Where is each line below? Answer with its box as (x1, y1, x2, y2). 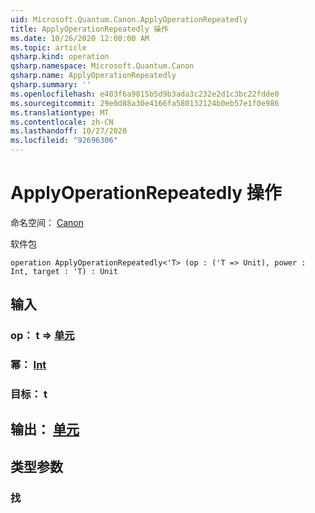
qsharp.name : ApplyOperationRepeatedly (10, 71, 177, 81)
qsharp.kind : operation (10, 52, 110, 62)
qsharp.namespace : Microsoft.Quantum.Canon (10, 61, 195, 71)
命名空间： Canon (10, 216, 84, 228)
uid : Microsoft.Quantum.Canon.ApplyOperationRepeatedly (10, 14, 248, 25)
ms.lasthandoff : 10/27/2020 (10, 126, 128, 136)
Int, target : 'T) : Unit (10, 266, 118, 276)
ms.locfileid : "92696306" (10, 136, 118, 146)
